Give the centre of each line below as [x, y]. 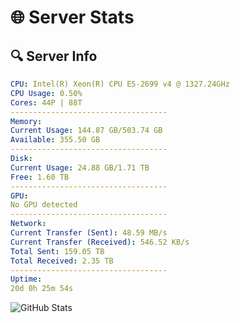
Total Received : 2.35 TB [62, 261]
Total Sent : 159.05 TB [57, 251]
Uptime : [26, 279]
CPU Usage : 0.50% [46, 93]
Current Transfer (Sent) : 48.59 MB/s [89, 233]
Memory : [26, 121]
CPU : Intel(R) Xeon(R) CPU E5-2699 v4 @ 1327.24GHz [120, 84]
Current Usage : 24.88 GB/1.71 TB [80, 167]
